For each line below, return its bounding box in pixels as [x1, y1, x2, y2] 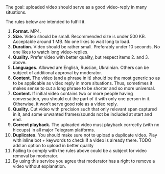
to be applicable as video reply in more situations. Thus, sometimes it [12, 80, 153, 86]
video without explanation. [12, 163, 67, 169]
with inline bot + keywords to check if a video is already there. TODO [12, 137, 152, 143]
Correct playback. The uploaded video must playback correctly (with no [12, 122, 160, 128]
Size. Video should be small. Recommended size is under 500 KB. [12, 34, 146, 39]
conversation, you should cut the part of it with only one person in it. [12, 96, 151, 102]
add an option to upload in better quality [12, 143, 94, 148]
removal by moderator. [12, 153, 59, 158]
